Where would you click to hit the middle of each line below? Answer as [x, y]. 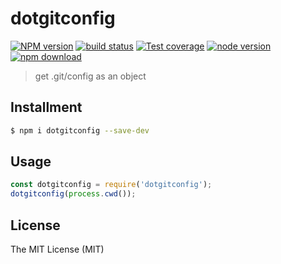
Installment [46, 107]
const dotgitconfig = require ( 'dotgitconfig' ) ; [111, 185]
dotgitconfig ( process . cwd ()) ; [73, 194]
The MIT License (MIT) [57, 249]
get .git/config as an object [90, 76]
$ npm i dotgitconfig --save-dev [80, 130]
